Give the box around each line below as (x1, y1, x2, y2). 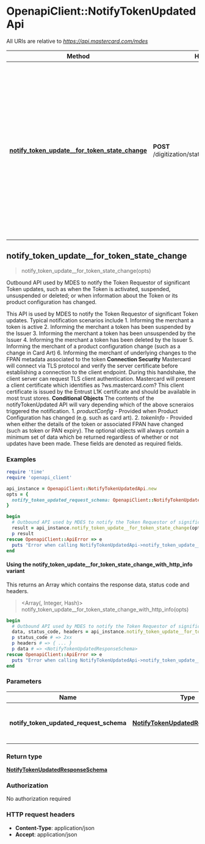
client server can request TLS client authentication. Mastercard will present (6, 375, 195, 382)
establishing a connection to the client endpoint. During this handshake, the (6, 368, 196, 376)
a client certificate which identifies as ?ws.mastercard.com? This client (6, 381, 184, 389)
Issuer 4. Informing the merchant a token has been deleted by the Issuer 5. (6, 336, 194, 343)
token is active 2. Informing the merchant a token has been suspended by (6, 323, 192, 330)
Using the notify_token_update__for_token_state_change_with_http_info (6, 561, 193, 568)
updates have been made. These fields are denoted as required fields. (6, 439, 183, 447)
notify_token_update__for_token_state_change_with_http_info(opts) (21, 605, 189, 613)
